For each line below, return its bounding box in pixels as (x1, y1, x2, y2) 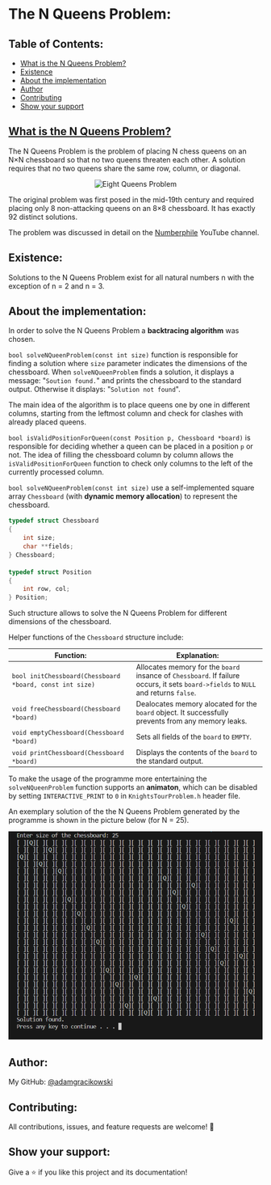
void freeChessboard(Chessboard (11, 705, 121, 713)
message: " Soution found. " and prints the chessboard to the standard (8, 376, 242, 386)
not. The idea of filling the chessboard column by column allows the (8, 450, 234, 460)
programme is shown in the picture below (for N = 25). (8, 816, 190, 825)
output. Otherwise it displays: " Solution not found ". (8, 385, 181, 394)
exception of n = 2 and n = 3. (8, 280, 105, 291)
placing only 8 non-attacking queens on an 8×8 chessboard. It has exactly (8, 203, 256, 213)
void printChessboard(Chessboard (11, 749, 124, 757)
